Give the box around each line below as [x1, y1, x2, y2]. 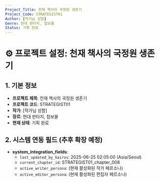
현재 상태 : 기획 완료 [12, 120, 49, 126]
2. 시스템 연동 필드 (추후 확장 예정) [5, 135, 103, 144]
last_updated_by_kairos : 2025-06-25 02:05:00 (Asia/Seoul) [19, 154, 142, 160]
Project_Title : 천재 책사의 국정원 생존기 [5, 7, 82, 12]
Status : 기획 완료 [5, 26, 39, 30]
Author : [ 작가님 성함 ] [5, 16, 47, 21]
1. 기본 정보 [5, 81, 37, 90]
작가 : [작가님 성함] [12, 107, 48, 113]
